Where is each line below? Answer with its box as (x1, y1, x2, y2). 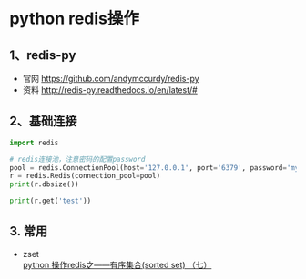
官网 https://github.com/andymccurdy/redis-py (22, 74, 199, 84)
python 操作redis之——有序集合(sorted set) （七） (22, 259, 212, 270)
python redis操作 (9, 8, 139, 29)
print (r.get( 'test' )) (9, 196, 92, 205)
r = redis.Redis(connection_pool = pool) (9, 172, 161, 181)
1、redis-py (9, 47, 76, 63)
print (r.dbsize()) (9, 180, 79, 189)
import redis (9, 138, 59, 147)
